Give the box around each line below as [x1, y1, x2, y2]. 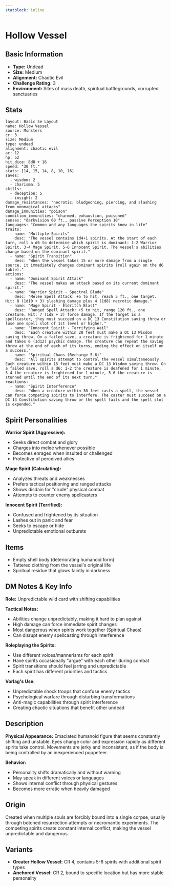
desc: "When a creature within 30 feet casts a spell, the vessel [14, 388, 159, 394]
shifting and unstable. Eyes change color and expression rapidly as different [5, 738, 166, 744]
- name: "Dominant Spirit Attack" [10, 276, 83, 281]
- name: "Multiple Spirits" [10, 231, 70, 236]
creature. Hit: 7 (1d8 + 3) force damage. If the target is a [5, 312, 141, 317]
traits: [5, 227, 22, 232]
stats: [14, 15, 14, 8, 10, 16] [5, 169, 74, 174]
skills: [5, 187, 22, 192]
